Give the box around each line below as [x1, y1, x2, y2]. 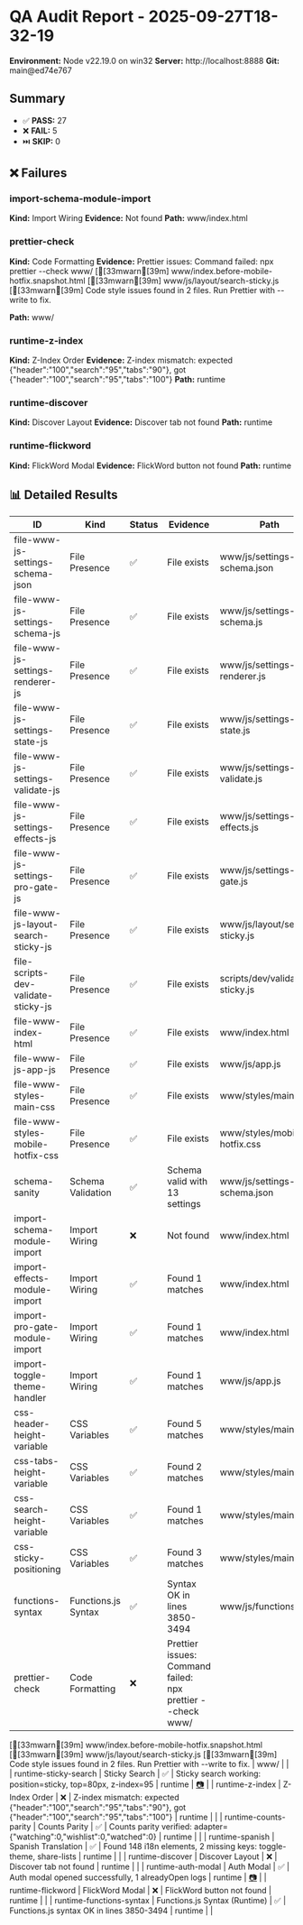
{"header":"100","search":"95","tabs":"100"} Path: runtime [9, 374, 225, 385]
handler [14, 1392, 47, 1405]
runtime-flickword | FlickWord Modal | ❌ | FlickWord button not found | [9, 1885, 272, 1896]
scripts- [14, 967, 50, 980]
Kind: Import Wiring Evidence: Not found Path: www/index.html [9, 213, 248, 224]
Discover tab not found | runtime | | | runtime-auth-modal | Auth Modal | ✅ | [9, 1861, 290, 1873]
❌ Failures [9, 165, 68, 181]
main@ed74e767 [9, 65, 72, 76]
